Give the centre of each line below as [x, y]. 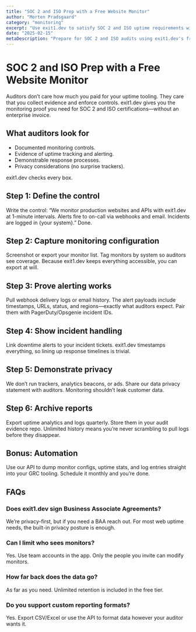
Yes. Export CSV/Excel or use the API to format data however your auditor [95, 618]
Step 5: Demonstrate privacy [59, 370]
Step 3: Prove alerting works [59, 286]
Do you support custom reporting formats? [68, 605]
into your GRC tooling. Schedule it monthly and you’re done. [78, 474]
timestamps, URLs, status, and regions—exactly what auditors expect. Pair [96, 306]
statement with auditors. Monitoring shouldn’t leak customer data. [85, 390]
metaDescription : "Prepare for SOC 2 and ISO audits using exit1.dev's [95, 39]
